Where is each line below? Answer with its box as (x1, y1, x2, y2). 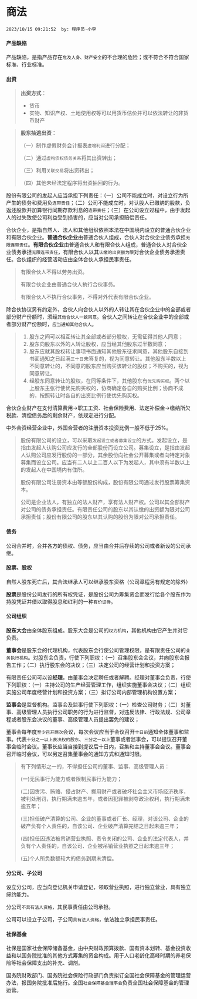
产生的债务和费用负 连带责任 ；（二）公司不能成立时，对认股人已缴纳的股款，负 (6, 199, 191, 207)
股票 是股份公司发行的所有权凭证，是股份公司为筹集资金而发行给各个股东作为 (6, 591, 191, 598)
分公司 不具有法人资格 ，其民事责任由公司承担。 (6, 904, 114, 911)
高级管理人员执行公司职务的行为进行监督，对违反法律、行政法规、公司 (16, 708, 186, 715)
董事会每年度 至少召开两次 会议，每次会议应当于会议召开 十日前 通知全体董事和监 (6, 728, 189, 735)
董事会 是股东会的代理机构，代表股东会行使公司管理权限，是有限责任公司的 (6, 647, 186, 654)
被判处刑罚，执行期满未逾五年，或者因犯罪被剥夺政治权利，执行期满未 (20, 795, 191, 802)
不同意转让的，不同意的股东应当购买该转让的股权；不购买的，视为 (29, 362, 189, 369)
